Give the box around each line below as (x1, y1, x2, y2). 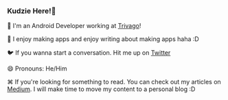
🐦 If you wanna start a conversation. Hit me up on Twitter (7, 49, 171, 57)
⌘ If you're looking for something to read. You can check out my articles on (7, 78, 221, 86)
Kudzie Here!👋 (7, 6, 56, 16)
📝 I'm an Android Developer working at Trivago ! (7, 22, 141, 30)
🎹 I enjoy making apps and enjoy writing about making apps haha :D (7, 35, 199, 43)
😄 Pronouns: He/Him (7, 64, 67, 73)
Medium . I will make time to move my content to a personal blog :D (7, 85, 196, 93)
